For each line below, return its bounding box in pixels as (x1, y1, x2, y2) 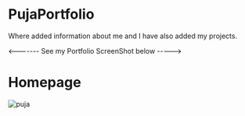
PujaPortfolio (8, 5, 95, 23)
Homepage (8, 74, 81, 91)
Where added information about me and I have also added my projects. (8, 31, 237, 40)
